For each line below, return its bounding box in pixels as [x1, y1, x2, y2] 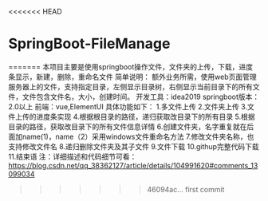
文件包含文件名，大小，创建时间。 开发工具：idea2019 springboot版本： [22, 92, 260, 101]
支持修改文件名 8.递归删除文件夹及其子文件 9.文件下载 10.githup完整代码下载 [8, 141, 259, 151]
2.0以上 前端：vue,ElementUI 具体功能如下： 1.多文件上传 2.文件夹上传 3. [8, 101, 248, 111]
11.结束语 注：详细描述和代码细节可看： [8, 152, 137, 161]
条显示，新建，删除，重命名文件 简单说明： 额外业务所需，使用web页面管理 [8, 72, 257, 81]
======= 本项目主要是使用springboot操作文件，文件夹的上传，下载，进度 [8, 61, 254, 71]
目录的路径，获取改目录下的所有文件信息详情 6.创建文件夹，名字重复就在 [8, 121, 247, 131]
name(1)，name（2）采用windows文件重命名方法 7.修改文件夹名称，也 [22, 132, 254, 141]
